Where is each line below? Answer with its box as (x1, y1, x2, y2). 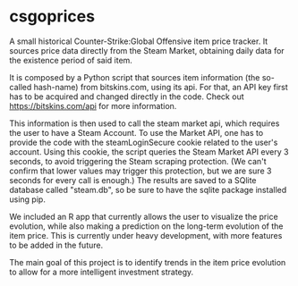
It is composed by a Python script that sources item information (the (9, 71, 260, 82)
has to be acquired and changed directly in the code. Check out (9, 91, 244, 102)
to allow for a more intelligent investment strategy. (9, 266, 194, 277)
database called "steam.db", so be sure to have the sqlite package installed (9, 184, 287, 195)
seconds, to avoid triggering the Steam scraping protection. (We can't (9, 156, 267, 166)
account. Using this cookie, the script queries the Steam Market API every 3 (9, 146, 289, 157)
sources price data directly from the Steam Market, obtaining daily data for (9, 45, 285, 55)
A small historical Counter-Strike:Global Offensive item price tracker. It (9, 36, 268, 46)
